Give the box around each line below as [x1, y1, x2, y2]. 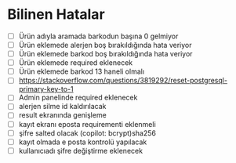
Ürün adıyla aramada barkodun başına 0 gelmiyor [18, 31, 179, 41]
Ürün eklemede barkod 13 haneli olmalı [18, 67, 145, 76]
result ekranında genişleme [18, 110, 107, 120]
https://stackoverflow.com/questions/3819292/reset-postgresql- [18, 76, 228, 85]
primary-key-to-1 [18, 85, 74, 94]
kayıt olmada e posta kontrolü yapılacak [18, 137, 147, 147]
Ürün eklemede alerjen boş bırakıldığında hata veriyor [18, 41, 192, 49]
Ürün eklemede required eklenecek [18, 58, 133, 67]
